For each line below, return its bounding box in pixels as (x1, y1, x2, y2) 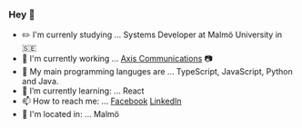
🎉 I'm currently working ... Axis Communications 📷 (21, 54, 213, 64)
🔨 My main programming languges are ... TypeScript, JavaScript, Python (21, 66, 293, 77)
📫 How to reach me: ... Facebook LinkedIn (21, 95, 183, 107)
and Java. (21, 76, 59, 87)
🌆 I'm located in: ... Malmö (21, 109, 120, 120)
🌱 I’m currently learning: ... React (21, 85, 145, 96)
